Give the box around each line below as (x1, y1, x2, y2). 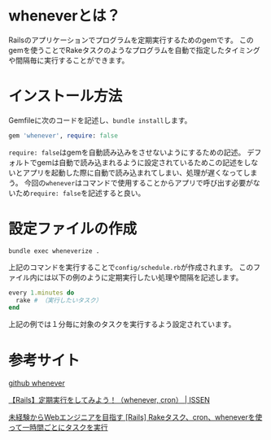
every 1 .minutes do (8, 289, 75, 297)
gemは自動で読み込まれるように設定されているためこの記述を (36, 157, 244, 167)
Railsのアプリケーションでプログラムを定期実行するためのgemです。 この (8, 35, 254, 45)
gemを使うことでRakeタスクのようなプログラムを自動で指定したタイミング (8, 45, 260, 54)
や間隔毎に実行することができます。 (8, 55, 129, 65)
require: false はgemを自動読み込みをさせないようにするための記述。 (8, 147, 246, 157)
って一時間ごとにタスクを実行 (8, 423, 108, 433)
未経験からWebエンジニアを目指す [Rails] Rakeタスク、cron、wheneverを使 (8, 412, 263, 422)
